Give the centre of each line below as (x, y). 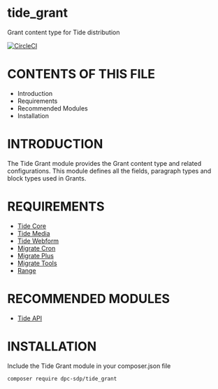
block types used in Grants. (47, 178)
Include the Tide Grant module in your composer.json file (89, 366)
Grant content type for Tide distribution (64, 32)
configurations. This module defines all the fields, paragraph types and (109, 171)
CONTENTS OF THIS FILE (81, 74)
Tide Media (34, 233)
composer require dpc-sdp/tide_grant (62, 379)
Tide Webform (38, 241)
